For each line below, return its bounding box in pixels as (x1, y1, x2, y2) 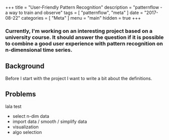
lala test (5, 103, 22, 109)
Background (5, 62, 44, 71)
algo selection (12, 129, 42, 135)
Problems (5, 90, 36, 99)
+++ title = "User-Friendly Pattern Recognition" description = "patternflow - (5, 5, 162, 10)
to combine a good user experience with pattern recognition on (5, 40, 163, 47)
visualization (12, 123, 39, 130)
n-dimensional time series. (5, 46, 73, 53)
